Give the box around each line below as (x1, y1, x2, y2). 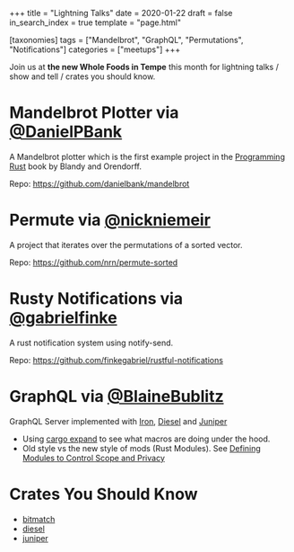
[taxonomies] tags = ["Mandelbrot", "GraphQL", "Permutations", (9, 35, 244, 45)
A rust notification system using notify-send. (9, 337, 174, 348)
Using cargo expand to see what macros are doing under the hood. (22, 433, 271, 444)
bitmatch (22, 513, 56, 524)
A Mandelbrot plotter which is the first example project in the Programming (9, 151, 285, 162)
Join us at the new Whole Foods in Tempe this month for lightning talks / (9, 62, 280, 72)
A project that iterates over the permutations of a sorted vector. (9, 239, 243, 250)
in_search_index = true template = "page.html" (9, 17, 182, 28)
